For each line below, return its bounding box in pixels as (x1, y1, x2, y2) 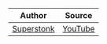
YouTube (62, 24, 95, 34)
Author (20, 10, 47, 20)
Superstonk (12, 24, 55, 34)
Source (65, 10, 93, 20)
